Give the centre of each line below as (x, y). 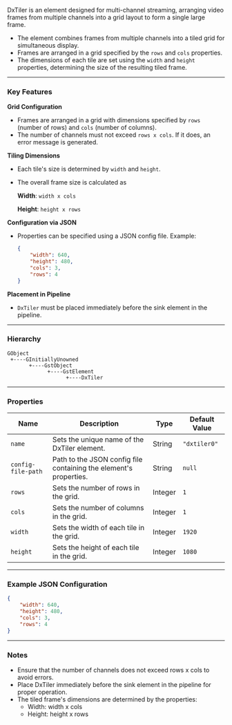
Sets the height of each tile (96, 547)
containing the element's (93, 468)
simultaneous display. (48, 45)
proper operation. (42, 692)
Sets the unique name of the (98, 440)
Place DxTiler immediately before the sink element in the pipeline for (114, 684)
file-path (27, 472)
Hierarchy (24, 339)
